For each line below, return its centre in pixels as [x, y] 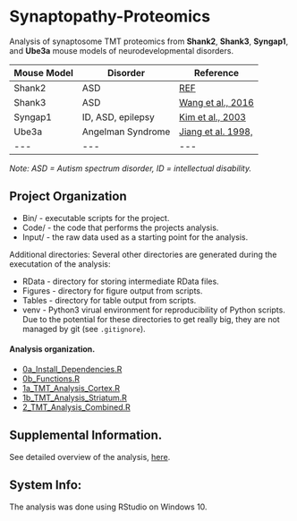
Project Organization [68, 196]
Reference [216, 73]
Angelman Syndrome [126, 132]
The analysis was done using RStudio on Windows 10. [108, 507]
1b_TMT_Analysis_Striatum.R [75, 397]
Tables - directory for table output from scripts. [109, 300]
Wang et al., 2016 [216, 102]
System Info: [46, 485]
